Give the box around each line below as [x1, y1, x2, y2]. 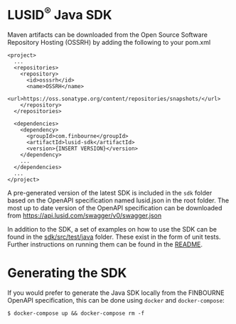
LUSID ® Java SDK [7, 4, 112, 23]
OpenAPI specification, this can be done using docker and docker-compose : [7, 296, 225, 305]
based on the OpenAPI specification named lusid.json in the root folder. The [7, 196, 230, 205]
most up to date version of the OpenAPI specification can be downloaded [7, 204, 222, 212]
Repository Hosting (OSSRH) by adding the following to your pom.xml [7, 38, 211, 47]
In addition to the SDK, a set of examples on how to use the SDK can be [7, 225, 217, 234]
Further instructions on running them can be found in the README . [7, 240, 203, 249]
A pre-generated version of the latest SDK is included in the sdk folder [7, 189, 213, 198]
